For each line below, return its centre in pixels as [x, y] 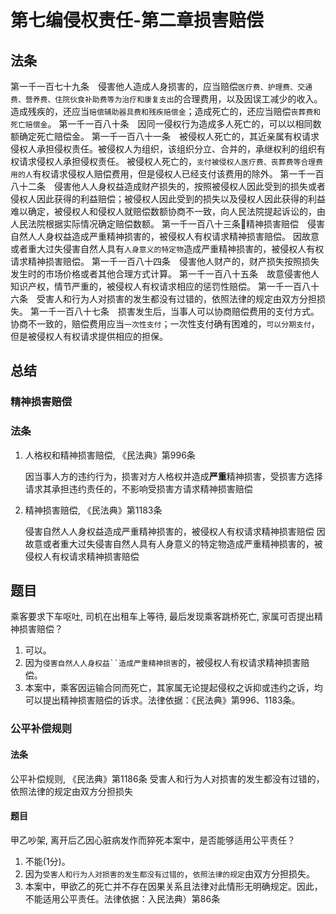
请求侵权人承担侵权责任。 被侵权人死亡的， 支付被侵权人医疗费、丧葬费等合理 [167, 161]
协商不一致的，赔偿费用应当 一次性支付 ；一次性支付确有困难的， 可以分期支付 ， [165, 324]
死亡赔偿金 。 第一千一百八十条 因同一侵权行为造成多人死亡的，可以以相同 [161, 124]
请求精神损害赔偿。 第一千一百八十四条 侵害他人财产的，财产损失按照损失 [165, 261]
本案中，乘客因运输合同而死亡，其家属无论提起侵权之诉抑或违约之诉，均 [173, 688]
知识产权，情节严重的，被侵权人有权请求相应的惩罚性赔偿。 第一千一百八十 [165, 286]
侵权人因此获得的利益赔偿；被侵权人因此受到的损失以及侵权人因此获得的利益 [168, 199]
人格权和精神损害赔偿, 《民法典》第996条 [110, 455]
